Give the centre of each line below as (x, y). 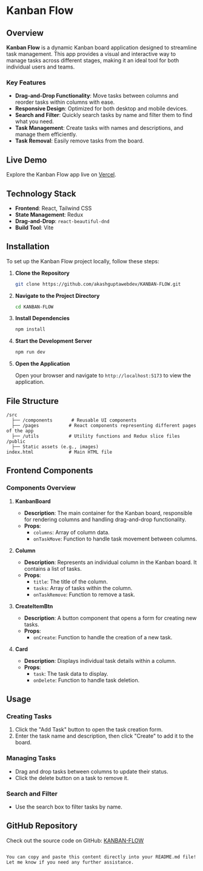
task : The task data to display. (71, 673)
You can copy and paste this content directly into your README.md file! (101, 857)
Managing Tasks (31, 758)
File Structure (32, 401)
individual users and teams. (41, 67)
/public (16, 442)
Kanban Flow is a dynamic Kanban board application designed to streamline (101, 47)
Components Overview (41, 488)
